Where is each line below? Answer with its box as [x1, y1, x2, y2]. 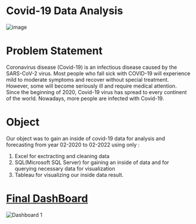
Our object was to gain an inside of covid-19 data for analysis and [6, 135, 165, 142]
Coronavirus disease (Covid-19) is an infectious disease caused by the [6, 63, 178, 71]
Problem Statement [6, 44, 103, 58]
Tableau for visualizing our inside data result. [14, 171, 124, 178]
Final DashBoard [6, 192, 88, 205]
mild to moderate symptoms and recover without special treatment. [6, 76, 170, 83]
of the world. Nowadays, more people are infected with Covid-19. [6, 95, 164, 102]
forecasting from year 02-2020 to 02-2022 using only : [6, 141, 140, 148]
